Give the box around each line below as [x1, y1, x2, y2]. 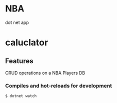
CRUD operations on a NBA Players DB [5, 70, 85, 76]
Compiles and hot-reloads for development [5, 82, 112, 89]
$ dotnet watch [5, 94, 37, 99]
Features [5, 57, 33, 65]
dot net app [5, 19, 29, 25]
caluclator [5, 37, 48, 48]
